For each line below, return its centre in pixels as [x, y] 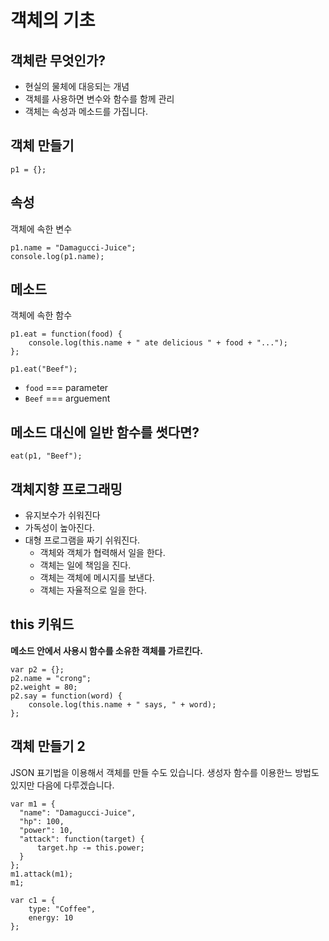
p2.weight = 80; [44, 687]
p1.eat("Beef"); [44, 369]
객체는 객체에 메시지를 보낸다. [97, 578]
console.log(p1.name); [57, 256]
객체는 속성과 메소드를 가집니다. [86, 111]
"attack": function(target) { [82, 839]
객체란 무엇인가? [58, 60]
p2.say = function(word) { [66, 696]
